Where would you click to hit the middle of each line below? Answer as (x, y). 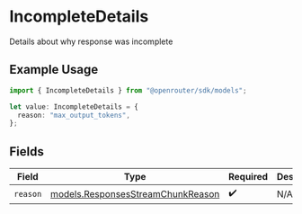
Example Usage (54, 70)
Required (248, 177)
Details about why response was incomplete (91, 41)
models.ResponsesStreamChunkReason (135, 193)
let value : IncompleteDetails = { (74, 107)
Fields (27, 152)
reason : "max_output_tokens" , (74, 115)
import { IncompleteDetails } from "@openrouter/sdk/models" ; (128, 90)
